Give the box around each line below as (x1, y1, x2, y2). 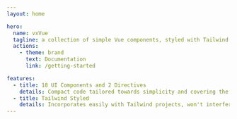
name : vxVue (13, 30, 49, 37)
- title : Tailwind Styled (13, 94, 90, 102)
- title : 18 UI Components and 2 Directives (13, 82, 146, 89)
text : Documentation (25, 56, 86, 63)
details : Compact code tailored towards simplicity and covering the (19, 88, 229, 95)
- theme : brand (19, 49, 64, 56)
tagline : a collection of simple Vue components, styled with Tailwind (13, 36, 229, 43)
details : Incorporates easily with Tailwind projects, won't (19, 101, 203, 108)
